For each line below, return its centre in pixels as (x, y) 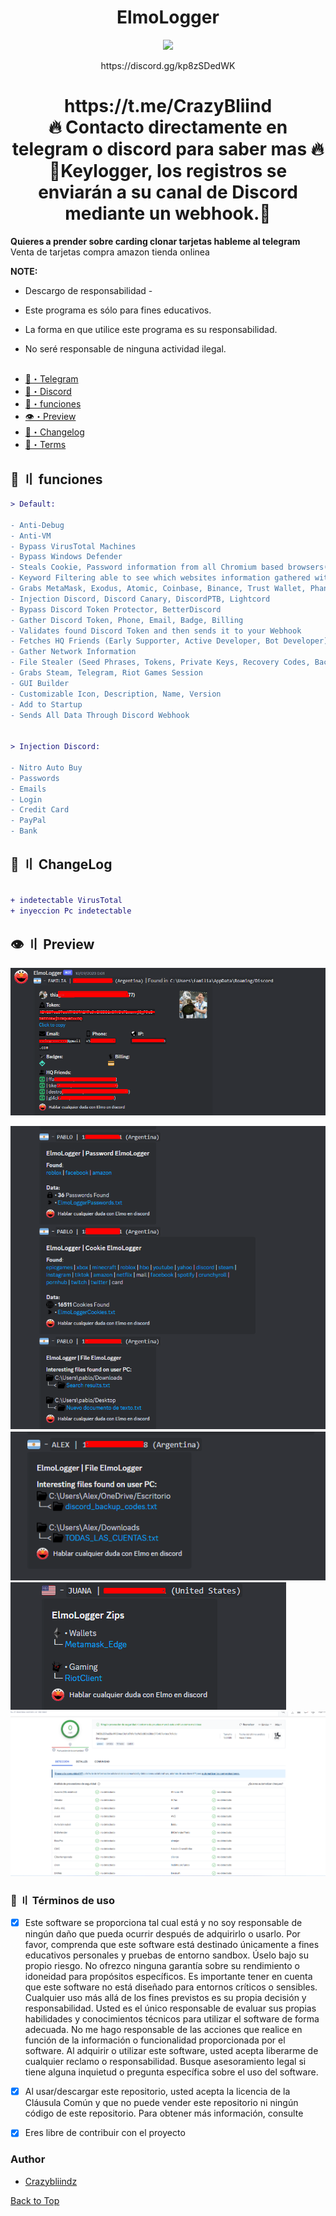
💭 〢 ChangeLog (61, 864)
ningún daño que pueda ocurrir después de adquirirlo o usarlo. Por (162, 1934)
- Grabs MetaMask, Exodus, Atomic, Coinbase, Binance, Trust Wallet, (158, 589)
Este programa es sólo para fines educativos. (118, 310)
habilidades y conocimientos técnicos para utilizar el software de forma (172, 2019)
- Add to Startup (46, 704)
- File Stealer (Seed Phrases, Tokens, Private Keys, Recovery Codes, (160, 662)
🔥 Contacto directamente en (168, 127)
